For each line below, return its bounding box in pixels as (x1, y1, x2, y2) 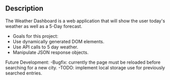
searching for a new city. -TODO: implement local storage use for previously (5, 64, 165, 70)
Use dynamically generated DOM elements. (12, 38, 105, 44)
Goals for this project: (12, 33, 59, 39)
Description (5, 4, 43, 13)
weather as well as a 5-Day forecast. (5, 23, 83, 29)
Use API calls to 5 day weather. (12, 44, 78, 50)
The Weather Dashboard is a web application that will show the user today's (5, 17, 165, 24)
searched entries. (5, 70, 42, 76)
